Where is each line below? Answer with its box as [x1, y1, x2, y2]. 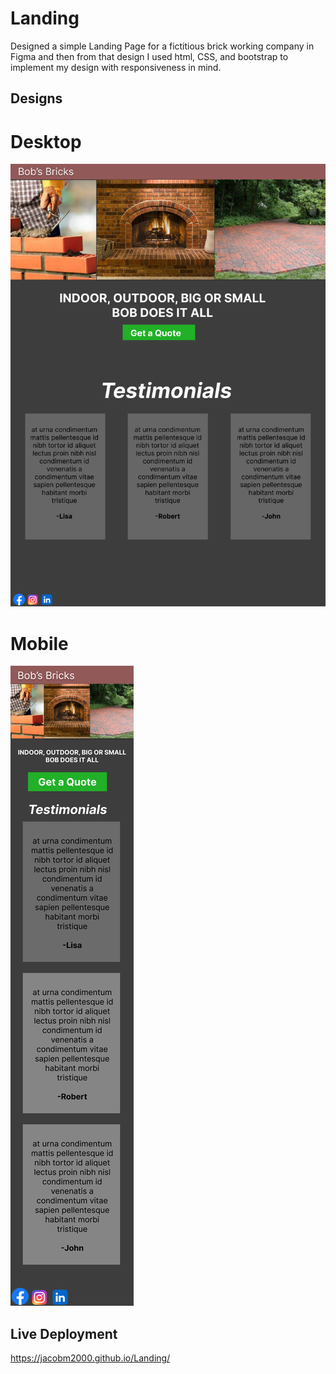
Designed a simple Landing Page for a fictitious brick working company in [10, 40, 315, 52]
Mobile [10, 632, 69, 655]
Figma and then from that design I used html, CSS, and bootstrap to [10, 50, 289, 62]
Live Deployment [10, 1325, 118, 1342]
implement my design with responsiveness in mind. [10, 61, 222, 73]
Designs [10, 90, 63, 107]
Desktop [10, 130, 82, 153]
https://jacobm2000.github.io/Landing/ [10, 1352, 171, 1364]
